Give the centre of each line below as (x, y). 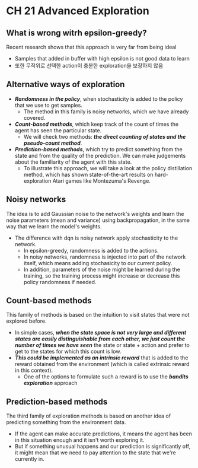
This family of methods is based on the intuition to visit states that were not (98, 315)
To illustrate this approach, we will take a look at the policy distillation (108, 168)
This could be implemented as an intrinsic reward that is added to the (101, 358)
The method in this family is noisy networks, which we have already (106, 112)
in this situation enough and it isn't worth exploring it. (79, 440)
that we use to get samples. (49, 105)
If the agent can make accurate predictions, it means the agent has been (103, 434)
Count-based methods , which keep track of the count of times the (97, 124)
